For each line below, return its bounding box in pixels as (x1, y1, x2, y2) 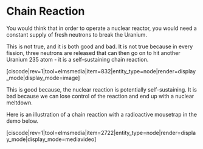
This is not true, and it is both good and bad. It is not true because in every (6, 43, 193, 50)
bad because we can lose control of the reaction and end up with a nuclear (6, 92, 194, 100)
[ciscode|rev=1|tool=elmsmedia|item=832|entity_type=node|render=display (6, 67, 196, 74)
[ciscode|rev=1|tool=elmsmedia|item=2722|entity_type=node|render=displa (6, 129, 196, 136)
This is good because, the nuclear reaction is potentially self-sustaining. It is (6, 85, 198, 93)
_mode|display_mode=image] (6, 74, 80, 81)
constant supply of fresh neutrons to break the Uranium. (6, 31, 148, 38)
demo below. (6, 117, 39, 125)
